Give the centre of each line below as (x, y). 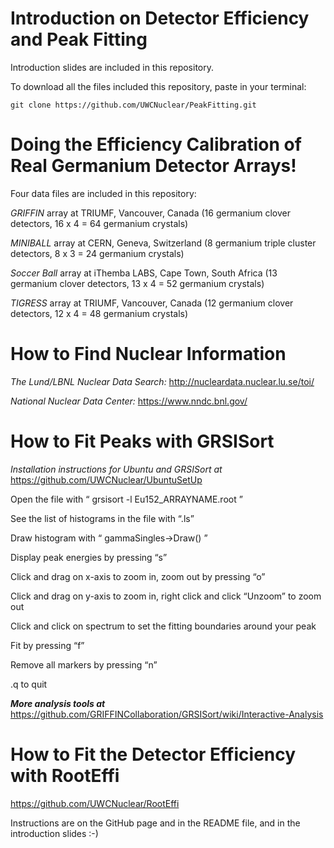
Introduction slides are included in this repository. (112, 67)
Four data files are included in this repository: (103, 193)
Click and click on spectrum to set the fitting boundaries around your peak (163, 626)
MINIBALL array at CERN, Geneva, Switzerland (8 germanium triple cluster (163, 243)
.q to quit (29, 684)
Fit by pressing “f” (47, 645)
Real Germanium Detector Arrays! (153, 166)
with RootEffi (65, 775)
